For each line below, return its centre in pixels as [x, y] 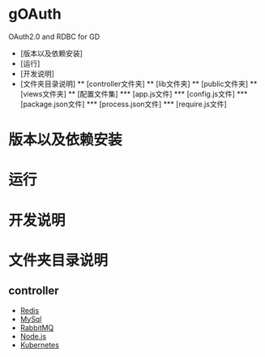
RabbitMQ [37, 327]
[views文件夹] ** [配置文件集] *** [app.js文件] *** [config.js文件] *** [134, 93]
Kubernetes [39, 345]
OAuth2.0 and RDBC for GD [54, 37]
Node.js [33, 336]
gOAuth [35, 14]
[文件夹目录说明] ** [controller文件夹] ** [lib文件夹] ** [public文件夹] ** [139, 84]
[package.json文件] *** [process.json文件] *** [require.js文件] [123, 104]
